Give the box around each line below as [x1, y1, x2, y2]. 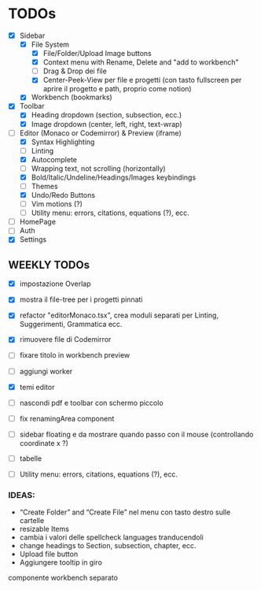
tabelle [19, 454, 42, 463]
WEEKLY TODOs [8, 258, 90, 272]
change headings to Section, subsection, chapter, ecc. [19, 541, 197, 551]
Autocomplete [31, 154, 77, 164]
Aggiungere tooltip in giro [19, 558, 102, 567]
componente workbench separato [8, 573, 118, 583]
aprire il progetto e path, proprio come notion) [42, 84, 192, 94]
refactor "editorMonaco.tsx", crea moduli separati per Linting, [19, 310, 219, 320]
